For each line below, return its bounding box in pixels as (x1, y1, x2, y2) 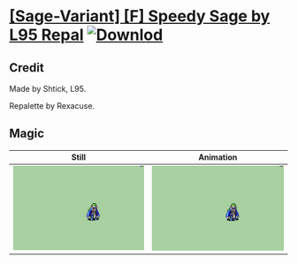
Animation (198, 152, 238, 162)
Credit (9, 60, 44, 75)
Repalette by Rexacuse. (9, 101, 95, 111)
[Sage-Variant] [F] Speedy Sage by (9, 6, 270, 26)
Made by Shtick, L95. (9, 84, 87, 94)
